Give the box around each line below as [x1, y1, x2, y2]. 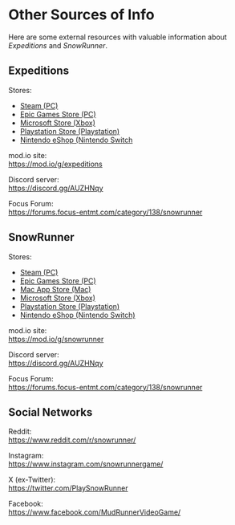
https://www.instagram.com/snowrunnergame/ [8, 459, 164, 469]
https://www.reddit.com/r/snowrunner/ [8, 435, 136, 445]
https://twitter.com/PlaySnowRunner [8, 483, 128, 493]
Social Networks [8, 405, 93, 419]
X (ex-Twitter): [8, 475, 56, 485]
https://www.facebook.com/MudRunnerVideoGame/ [8, 507, 181, 517]
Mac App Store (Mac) [19, 284, 91, 294]
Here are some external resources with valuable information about [8, 32, 227, 42]
